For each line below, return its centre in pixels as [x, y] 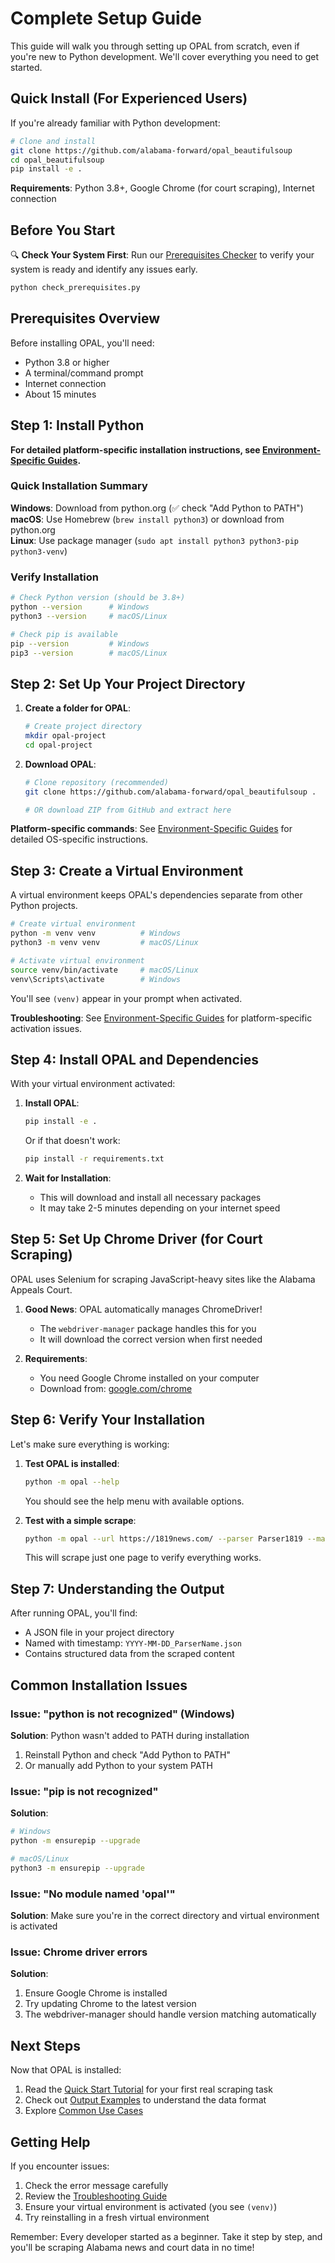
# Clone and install [53, 141]
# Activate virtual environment [77, 960]
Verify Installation [54, 577]
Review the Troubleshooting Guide [96, 2196]
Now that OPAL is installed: [66, 2070]
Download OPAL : [60, 764]
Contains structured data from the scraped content [129, 1654]
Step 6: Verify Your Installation [107, 1420]
